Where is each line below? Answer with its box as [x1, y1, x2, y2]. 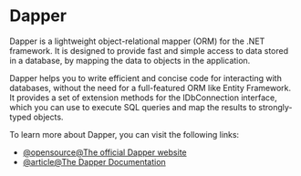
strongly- [258, 101, 294, 112]
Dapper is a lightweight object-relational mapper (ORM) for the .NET [9, 36, 265, 47]
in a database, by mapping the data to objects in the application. [9, 55, 251, 66]
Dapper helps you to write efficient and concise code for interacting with [9, 72, 283, 83]
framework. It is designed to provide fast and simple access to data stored [9, 45, 289, 56]
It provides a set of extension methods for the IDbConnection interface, [9, 92, 277, 103]
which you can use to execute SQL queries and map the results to [9, 101, 257, 112]
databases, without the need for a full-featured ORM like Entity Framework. [9, 82, 292, 93]
